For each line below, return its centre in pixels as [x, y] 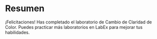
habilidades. [17, 32]
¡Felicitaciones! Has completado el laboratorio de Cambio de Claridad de [78, 22]
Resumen [25, 9]
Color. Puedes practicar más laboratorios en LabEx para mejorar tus [74, 27]
